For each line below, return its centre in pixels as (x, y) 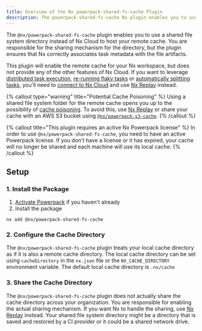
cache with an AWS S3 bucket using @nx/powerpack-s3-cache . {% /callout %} (101, 116)
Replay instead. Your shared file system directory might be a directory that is (101, 315)
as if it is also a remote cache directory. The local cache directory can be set (101, 254)
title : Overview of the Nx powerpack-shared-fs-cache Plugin (84, 12)
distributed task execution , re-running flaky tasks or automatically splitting (98, 78)
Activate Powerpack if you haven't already (67, 202)
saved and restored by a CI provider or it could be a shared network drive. (98, 321)
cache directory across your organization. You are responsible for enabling (99, 302)
